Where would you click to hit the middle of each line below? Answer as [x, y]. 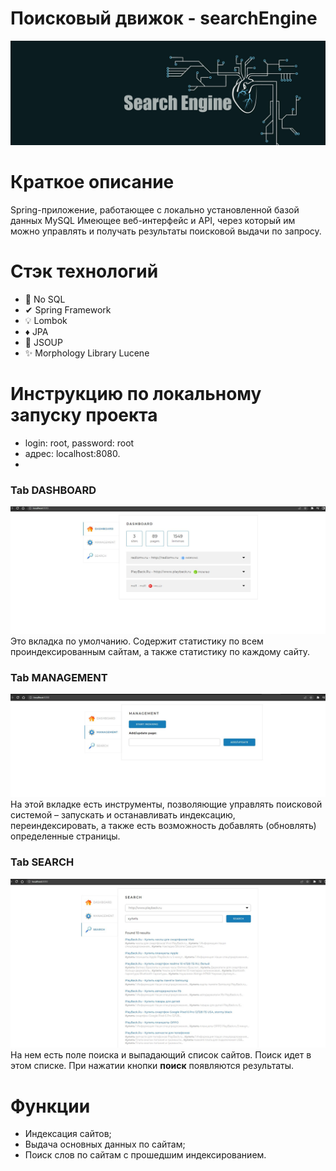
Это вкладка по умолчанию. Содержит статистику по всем [137, 641]
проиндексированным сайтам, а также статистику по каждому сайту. [160, 651]
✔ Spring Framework [68, 310]
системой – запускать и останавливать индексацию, [123, 815]
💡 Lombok [46, 321]
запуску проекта [84, 415]
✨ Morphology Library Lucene [87, 353]
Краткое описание [92, 182]
